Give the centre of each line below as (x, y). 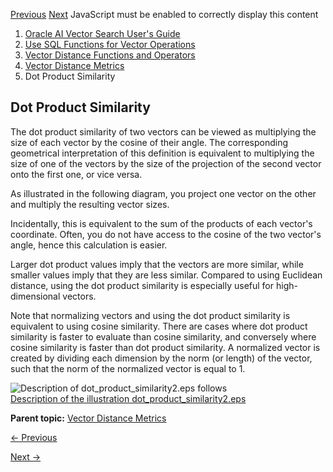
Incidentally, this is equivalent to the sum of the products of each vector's (161, 223)
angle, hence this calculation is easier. (89, 245)
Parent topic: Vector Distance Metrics (88, 418)
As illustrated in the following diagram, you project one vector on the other (163, 193)
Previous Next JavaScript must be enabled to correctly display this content (164, 14)
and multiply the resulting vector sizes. (90, 204)
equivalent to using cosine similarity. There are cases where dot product (159, 326)
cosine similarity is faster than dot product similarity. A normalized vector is (165, 347)
